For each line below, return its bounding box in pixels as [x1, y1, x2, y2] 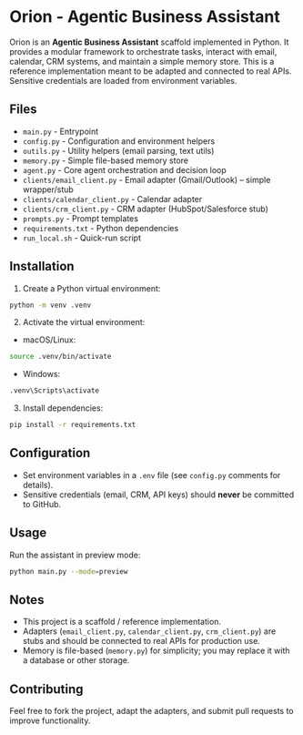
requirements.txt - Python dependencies [22, 222, 179, 233]
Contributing [9, 681, 84, 697]
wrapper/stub [22, 184, 75, 195]
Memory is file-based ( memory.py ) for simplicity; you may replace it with [22, 645, 290, 657]
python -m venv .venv [9, 301, 92, 310]
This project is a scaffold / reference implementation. [22, 617, 221, 628]
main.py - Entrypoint [22, 126, 99, 137]
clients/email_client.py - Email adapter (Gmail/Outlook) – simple [22, 174, 271, 185]
